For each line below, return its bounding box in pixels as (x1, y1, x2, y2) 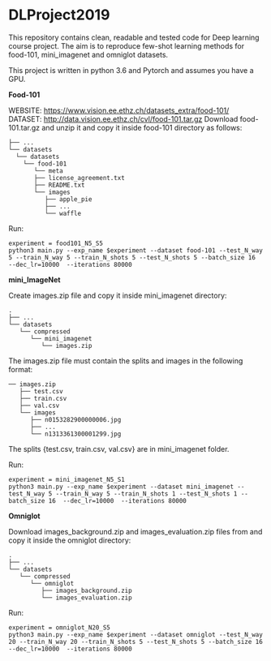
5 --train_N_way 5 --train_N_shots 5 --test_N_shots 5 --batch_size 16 (8, 253, 256, 261)
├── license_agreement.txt (33, 174, 126, 182)
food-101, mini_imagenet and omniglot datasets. (8, 49, 169, 59)
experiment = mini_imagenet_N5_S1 (8, 475, 126, 483)
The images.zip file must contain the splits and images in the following (8, 355, 243, 366)
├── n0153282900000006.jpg (29, 415, 122, 423)
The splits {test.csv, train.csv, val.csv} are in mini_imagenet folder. (8, 444, 230, 453)
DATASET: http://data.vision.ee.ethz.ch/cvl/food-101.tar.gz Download (8, 114, 239, 123)
